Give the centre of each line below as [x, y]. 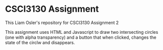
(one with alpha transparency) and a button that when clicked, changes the [81, 37]
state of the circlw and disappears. [40, 42]
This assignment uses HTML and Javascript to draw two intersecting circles [81, 32]
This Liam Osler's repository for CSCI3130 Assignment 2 [62, 23]
